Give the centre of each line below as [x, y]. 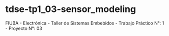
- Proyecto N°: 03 [24, 28]
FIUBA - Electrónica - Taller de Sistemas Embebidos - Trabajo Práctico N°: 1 [85, 23]
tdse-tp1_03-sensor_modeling [71, 9]
